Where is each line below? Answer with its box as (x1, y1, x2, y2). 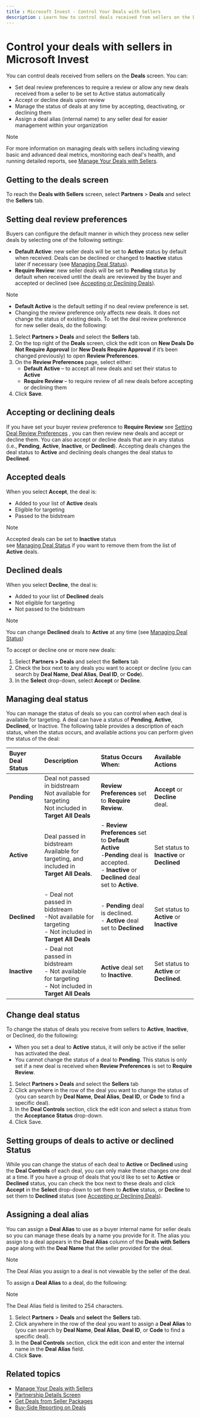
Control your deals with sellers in (6, 40, 173, 54)
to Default (101, 836, 130, 844)
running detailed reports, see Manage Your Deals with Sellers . (6, 157, 158, 164)
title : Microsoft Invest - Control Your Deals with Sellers (6, 8, 161, 15)
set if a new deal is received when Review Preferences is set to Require (14, 1062, 192, 1070)
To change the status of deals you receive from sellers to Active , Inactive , (6, 1026, 189, 1033)
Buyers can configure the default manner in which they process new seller (6, 230, 189, 237)
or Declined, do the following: (6, 1032, 79, 1039)
